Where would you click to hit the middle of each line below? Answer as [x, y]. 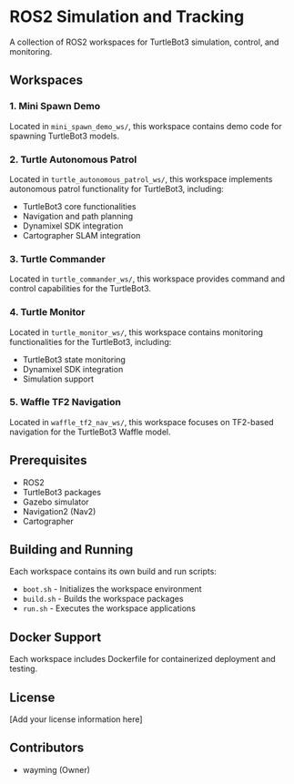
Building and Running [71, 550]
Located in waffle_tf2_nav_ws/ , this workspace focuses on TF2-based [142, 422]
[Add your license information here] [76, 719]
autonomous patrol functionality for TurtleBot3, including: [117, 188]
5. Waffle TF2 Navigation [65, 402]
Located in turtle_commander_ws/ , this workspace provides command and [147, 279]
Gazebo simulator [56, 502]
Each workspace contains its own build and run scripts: [113, 572]
